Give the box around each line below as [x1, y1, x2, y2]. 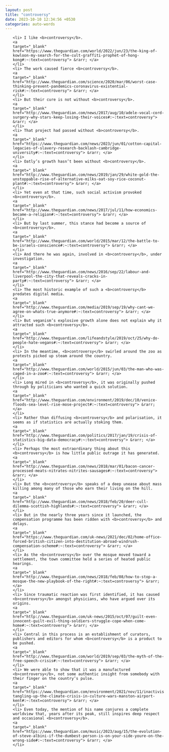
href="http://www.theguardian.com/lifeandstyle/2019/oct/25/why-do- [12, 336, 160, 341]
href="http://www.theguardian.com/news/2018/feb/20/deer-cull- [12, 499, 149, 505]
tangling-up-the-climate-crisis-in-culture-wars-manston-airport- [12, 694, 155, 699]
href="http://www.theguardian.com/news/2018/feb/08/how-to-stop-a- [12, 574, 157, 580]
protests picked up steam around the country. [12, 354, 112, 359]
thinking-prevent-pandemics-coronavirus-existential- [12, 84, 128, 89]
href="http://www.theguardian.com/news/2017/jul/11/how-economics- [12, 208, 157, 213]
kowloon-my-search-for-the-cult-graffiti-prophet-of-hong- [12, 53, 140, 58]
